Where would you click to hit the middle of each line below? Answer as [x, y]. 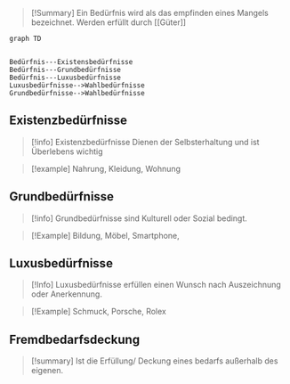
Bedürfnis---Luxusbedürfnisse [65, 78]
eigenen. [47, 371]
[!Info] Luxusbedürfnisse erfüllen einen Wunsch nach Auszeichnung [156, 285]
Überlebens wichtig [67, 151]
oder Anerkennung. [66, 294]
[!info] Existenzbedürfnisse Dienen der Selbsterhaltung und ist [145, 142]
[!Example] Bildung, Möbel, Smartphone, [105, 235]
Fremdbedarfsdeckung [75, 339]
